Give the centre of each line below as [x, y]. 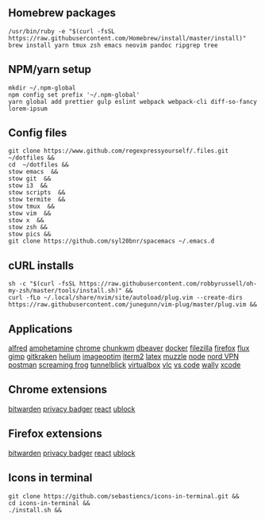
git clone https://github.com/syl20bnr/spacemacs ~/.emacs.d [111, 241]
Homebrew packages [62, 13]
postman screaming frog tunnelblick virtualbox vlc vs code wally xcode [125, 365]
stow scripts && [37, 193]
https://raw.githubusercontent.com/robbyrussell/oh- [168, 284]
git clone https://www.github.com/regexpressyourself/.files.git [118, 151]
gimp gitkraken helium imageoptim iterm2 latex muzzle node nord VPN [124, 357]
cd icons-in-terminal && [49, 503]
